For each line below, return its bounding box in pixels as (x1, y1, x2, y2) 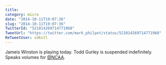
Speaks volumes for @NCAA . (5, 54, 66, 60)
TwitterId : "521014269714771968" (5, 26, 75, 31)
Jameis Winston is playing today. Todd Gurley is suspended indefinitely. (5, 48, 153, 55)
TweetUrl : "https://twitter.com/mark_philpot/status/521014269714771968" (5, 30, 162, 35)
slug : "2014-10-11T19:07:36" (5, 21, 66, 26)
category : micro (5, 12, 39, 17)
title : (5, 7, 19, 12)
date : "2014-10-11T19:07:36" (5, 16, 66, 21)
